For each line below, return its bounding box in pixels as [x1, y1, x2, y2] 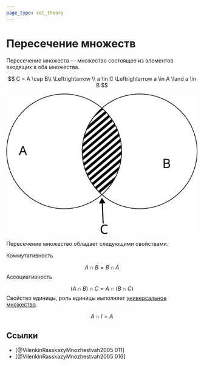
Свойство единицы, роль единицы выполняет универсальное [6, 294, 167, 302]
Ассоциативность [6, 273, 53, 280]
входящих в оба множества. [6, 63, 80, 70]
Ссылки [6, 330, 38, 341]
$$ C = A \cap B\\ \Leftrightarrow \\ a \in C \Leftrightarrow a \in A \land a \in [7, 75, 196, 82]
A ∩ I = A [90, 313, 114, 320]
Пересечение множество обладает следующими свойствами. [6, 240, 169, 248]
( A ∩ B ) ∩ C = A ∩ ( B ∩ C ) [70, 285, 134, 293]
